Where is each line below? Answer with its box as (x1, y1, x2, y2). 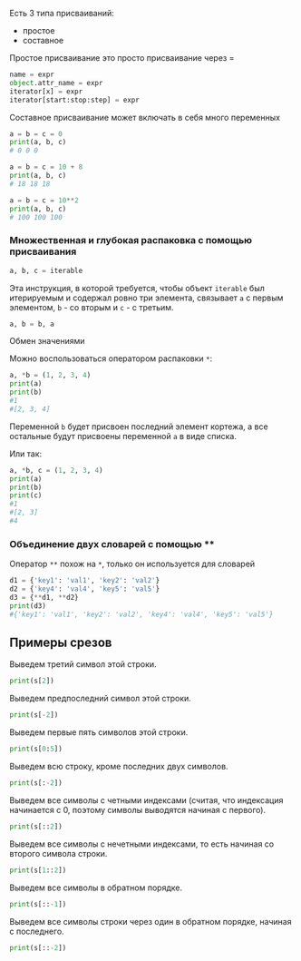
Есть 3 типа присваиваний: (9, 8, 115, 18)
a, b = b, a (9, 319, 54, 329)
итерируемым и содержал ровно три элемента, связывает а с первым (9, 292, 284, 303)
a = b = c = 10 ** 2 (9, 195, 79, 205)
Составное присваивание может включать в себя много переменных (9, 112, 281, 123)
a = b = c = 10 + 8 (9, 162, 83, 172)
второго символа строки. (9, 848, 108, 858)
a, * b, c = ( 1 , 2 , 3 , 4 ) (9, 466, 103, 475)
